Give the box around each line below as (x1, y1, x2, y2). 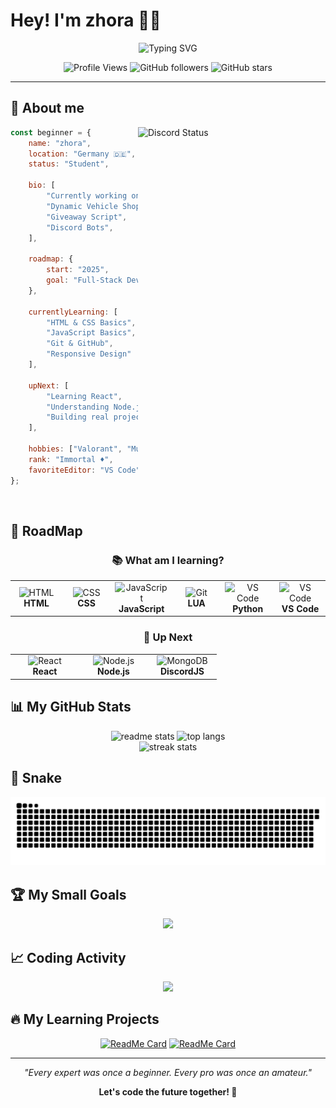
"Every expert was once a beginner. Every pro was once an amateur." (24, 1066, 312, 1078)
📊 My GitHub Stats (10, 699, 132, 716)
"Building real (46, 412, 110, 423)
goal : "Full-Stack (46, 275, 123, 285)
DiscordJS (159, 665, 205, 678)
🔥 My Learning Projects (10, 1011, 160, 1028)
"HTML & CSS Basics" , (46, 317, 137, 328)
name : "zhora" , (28, 138, 92, 148)
